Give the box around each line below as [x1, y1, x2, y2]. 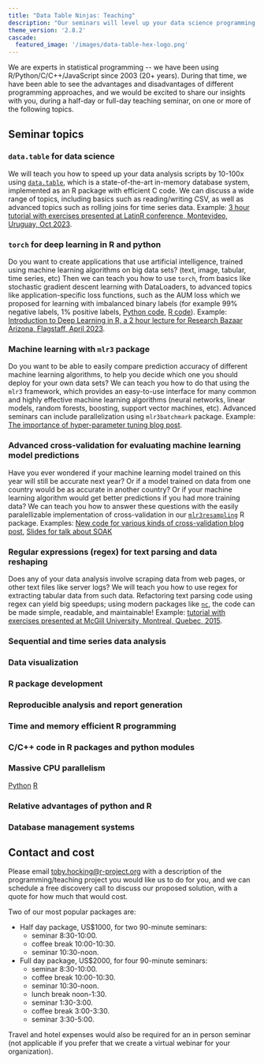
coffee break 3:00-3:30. [31, 1006, 110, 1016]
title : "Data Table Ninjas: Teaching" [8, 11, 136, 20]
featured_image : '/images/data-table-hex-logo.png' [15, 41, 189, 49]
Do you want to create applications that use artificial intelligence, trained [8, 257, 244, 267]
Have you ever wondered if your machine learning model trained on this [8, 467, 241, 478]
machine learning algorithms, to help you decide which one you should [8, 370, 238, 380]
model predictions [8, 450, 80, 461]
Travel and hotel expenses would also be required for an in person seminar [8, 1030, 251, 1040]
